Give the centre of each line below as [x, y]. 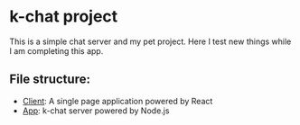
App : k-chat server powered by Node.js [96, 111]
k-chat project [64, 17]
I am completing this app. [56, 50]
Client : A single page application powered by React [117, 101]
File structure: [50, 80]
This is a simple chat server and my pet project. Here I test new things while [150, 41]
